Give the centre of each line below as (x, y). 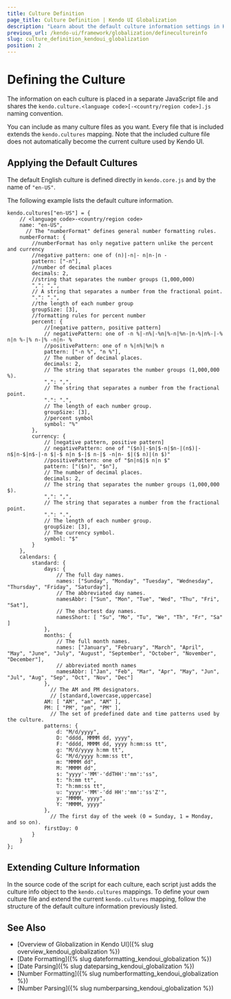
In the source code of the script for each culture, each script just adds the (112, 884)
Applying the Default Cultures (73, 163)
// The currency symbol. (79, 533)
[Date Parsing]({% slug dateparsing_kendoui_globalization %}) (106, 967)
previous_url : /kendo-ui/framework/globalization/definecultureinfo (107, 33)
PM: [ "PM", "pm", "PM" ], (82, 707)
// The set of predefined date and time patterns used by (135, 714)
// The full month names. (93, 641)
